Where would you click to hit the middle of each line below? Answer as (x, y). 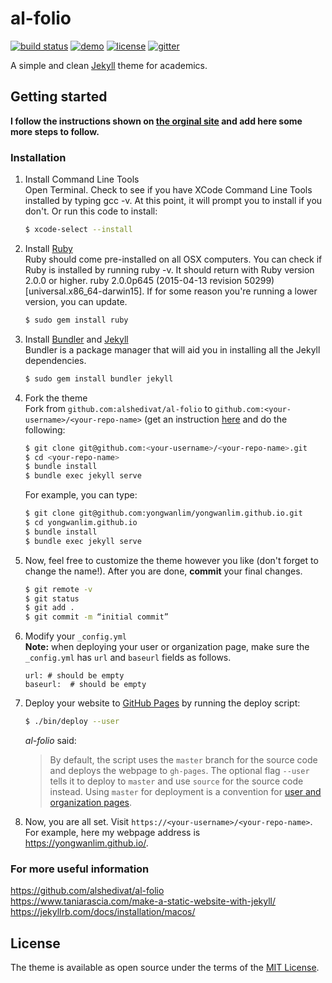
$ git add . (49, 608)
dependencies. (55, 360)
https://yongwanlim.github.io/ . (86, 843)
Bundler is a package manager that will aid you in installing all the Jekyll (172, 349)
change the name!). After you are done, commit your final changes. (163, 571)
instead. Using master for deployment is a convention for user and (185, 792)
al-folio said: (50, 741)
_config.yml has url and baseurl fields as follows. (128, 658)
